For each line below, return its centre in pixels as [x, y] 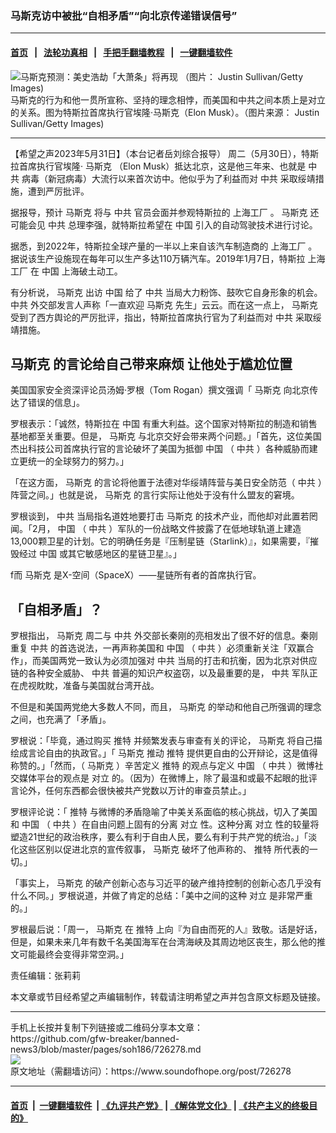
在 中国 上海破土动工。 [76, 271]
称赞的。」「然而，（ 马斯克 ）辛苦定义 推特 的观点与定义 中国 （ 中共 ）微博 [162, 766]
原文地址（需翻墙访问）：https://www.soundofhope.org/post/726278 [151, 1071]
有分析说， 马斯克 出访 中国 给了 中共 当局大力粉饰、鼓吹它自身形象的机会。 [166, 292]
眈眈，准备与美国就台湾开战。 [98, 686]
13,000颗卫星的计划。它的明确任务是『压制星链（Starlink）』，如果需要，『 [160, 541]
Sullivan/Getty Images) [57, 123]
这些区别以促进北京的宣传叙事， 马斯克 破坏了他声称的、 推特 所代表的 [164, 849]
